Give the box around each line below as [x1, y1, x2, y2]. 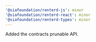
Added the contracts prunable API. [5, 31, 79, 37]
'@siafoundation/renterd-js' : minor [5, 7, 84, 13]
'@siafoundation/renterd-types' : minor [5, 17, 91, 22]
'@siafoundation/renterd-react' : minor [5, 12, 91, 17]
